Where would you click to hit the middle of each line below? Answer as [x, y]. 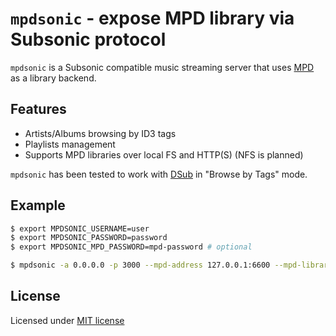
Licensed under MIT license [67, 320]
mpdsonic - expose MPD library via [152, 18]
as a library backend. [53, 78]
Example [38, 205]
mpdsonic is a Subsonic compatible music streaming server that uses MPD [162, 67]
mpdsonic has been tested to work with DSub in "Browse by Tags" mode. [159, 174]
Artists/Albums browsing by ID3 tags [100, 133]
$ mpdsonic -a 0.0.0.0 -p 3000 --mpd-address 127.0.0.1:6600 [140, 265]
